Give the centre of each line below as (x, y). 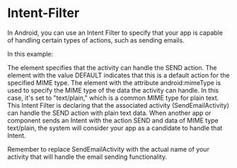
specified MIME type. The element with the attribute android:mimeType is (114, 82)
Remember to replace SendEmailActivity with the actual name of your (109, 149)
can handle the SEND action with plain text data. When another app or (109, 113)
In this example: (30, 54)
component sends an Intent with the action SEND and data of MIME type (113, 120)
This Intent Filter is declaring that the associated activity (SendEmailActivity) (118, 105)
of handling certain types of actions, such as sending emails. (96, 40)
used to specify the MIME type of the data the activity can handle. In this (113, 90)
